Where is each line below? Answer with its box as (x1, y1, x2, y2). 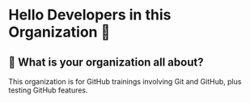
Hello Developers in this (8, 6, 172, 24)
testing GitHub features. (8, 85, 88, 95)
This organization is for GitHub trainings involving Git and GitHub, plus (8, 77, 242, 86)
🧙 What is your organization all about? (8, 55, 204, 69)
